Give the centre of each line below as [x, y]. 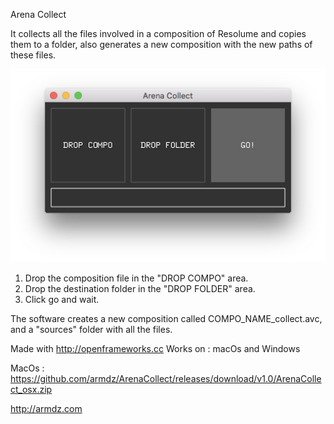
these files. [33, 55]
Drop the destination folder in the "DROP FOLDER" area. [140, 289]
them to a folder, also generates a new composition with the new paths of [161, 44]
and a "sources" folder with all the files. [91, 330]
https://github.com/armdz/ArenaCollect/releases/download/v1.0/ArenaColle [166, 379]
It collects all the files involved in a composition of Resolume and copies [158, 33]
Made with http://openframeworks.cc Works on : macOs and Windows [155, 349]
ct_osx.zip [31, 390]
